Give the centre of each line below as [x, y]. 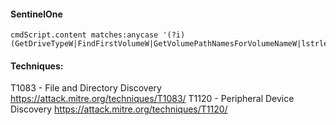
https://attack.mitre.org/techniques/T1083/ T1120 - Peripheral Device [152, 99]
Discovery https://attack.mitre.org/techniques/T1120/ [119, 109]
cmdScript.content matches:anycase [84, 35]
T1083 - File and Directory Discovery [86, 88]
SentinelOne [36, 14]
